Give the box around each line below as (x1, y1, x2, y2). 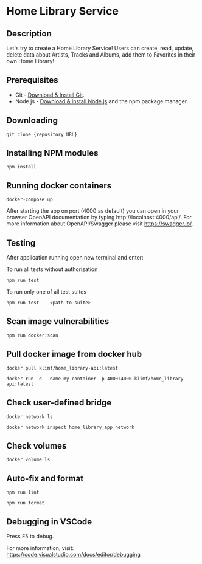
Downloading (6, 115, 58, 126)
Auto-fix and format (6, 473, 84, 484)
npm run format (6, 500, 45, 506)
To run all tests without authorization (6, 266, 98, 273)
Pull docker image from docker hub (6, 349, 142, 359)
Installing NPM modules (6, 148, 99, 159)
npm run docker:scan (6, 332, 59, 339)
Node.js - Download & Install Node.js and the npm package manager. (15, 97, 189, 105)
